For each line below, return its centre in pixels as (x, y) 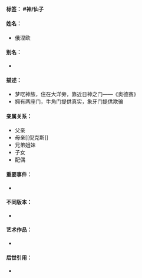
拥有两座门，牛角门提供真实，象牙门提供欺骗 (69, 102)
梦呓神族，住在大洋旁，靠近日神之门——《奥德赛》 (77, 94)
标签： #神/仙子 (25, 9)
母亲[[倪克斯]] (32, 138)
